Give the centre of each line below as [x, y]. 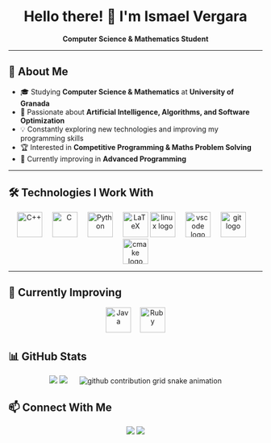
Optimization [42, 120]
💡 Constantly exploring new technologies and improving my [119, 129]
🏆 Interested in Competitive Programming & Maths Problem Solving [135, 147]
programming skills [52, 138]
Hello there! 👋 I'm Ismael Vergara [135, 17]
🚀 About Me [38, 72]
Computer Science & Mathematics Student [135, 39]
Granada [35, 103]
